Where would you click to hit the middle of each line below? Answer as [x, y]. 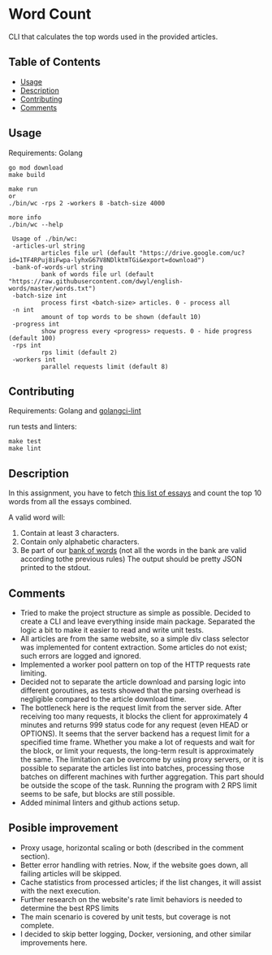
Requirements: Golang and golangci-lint [75, 411]
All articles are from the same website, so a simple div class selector [134, 639]
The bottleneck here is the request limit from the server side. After [131, 708]
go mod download [36, 167]
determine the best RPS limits [69, 908]
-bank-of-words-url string [58, 267]
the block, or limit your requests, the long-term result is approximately [137, 751]
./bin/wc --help [36, 224]
